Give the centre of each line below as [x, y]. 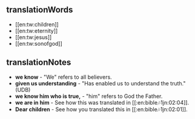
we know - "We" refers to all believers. [63, 77]
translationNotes [39, 63]
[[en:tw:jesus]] [33, 37]
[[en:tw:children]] [37, 24]
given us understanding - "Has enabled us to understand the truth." [100, 83]
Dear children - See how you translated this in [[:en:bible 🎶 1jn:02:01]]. [101, 109]
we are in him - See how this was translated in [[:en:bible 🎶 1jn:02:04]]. [102, 102]
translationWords [40, 10]
